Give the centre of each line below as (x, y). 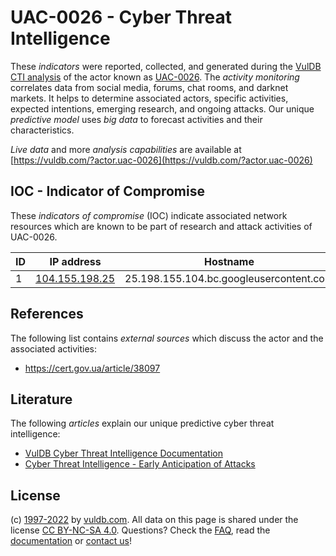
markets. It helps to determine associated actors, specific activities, (149, 98)
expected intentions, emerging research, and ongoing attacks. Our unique (162, 108)
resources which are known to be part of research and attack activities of (161, 226)
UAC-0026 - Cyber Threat (121, 17)
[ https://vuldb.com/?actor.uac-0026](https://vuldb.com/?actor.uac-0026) (161, 160)
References (47, 314)
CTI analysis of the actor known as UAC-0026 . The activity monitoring (155, 77)
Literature (41, 399)
